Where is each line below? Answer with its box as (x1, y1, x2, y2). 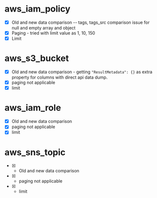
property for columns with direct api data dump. (11, 74, 108, 81)
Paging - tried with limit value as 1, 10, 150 (11, 30, 95, 36)
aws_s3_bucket (4, 53, 69, 64)
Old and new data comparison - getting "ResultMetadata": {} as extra (11, 69, 153, 75)
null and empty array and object (11, 25, 76, 31)
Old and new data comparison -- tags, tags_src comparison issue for (11, 19, 150, 25)
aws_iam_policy (4, 3, 71, 15)
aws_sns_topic (4, 147, 66, 158)
